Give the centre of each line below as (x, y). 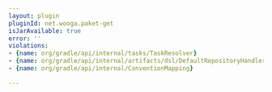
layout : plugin (34, 16)
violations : (28, 46)
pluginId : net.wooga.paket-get (61, 23)
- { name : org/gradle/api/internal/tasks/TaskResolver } (103, 53)
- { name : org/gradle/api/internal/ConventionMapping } (101, 69)
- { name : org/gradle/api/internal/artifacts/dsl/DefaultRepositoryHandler (137, 61)
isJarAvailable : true (45, 31)
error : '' (25, 38)
